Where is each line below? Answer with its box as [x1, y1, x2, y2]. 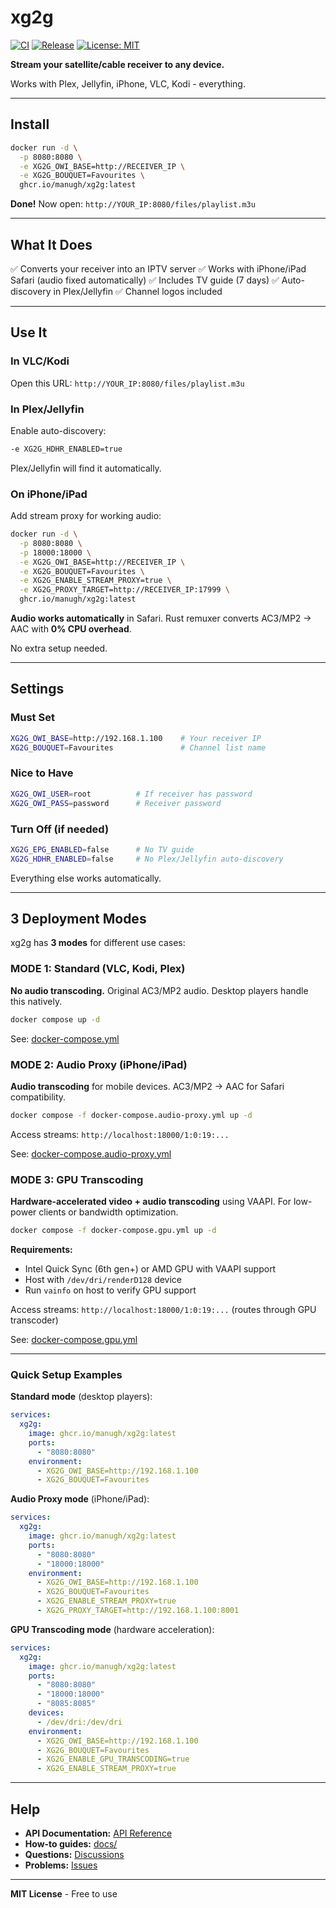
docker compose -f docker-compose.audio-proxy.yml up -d [10, 1110, 253, 1120]
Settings [10, 681, 65, 698]
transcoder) [10, 1314, 59, 1326]
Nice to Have [10, 766, 74, 780]
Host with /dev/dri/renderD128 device [24, 1273, 183, 1285]
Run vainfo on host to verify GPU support [24, 1284, 197, 1296]
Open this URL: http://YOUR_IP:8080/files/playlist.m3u [10, 377, 245, 389]
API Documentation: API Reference [24, 1827, 173, 1839]
